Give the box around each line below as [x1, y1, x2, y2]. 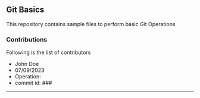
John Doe [14, 61, 39, 68]
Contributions [6, 35, 48, 43]
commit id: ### [14, 80, 52, 87]
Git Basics [6, 5, 45, 15]
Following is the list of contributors [6, 49, 91, 56]
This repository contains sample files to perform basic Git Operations [6, 20, 176, 27]
